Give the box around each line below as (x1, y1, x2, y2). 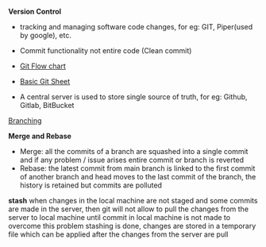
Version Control (8, 7, 62, 16)
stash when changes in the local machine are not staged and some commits (8, 196, 258, 205)
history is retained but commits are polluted (19, 180, 163, 190)
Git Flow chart (19, 61, 66, 71)
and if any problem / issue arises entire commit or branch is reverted (19, 155, 245, 164)
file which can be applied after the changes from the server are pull (8, 230, 229, 239)
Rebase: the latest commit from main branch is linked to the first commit (19, 164, 256, 173)
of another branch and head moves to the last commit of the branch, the (19, 172, 256, 181)
